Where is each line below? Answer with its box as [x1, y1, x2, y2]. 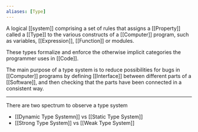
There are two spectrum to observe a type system [6, 101, 128, 109]
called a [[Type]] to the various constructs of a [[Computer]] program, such [6, 31, 189, 38]
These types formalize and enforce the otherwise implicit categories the [6, 48, 181, 56]
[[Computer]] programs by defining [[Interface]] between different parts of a [6, 72, 192, 79]
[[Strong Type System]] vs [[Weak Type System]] [14, 119, 135, 126]
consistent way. [6, 84, 44, 92]
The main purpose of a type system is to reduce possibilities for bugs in [6, 66, 180, 73]
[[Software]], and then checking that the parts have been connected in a [6, 79, 182, 86]
